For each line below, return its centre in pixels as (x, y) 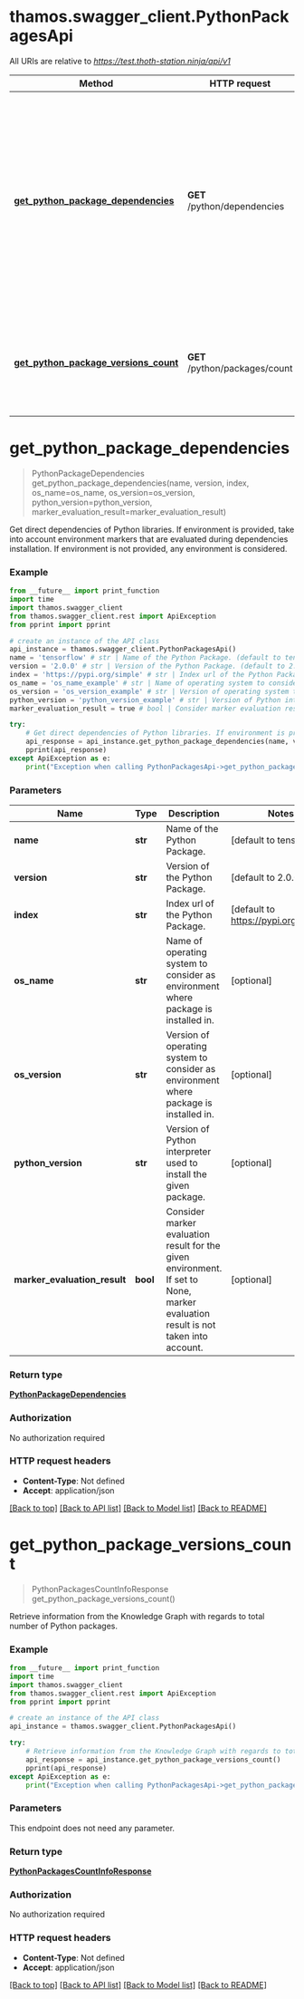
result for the (193, 1245)
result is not (191, 1325)
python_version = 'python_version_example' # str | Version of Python (145, 700)
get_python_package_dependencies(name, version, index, (140, 483)
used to (182, 1163)
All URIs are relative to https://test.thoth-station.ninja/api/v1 (120, 61)
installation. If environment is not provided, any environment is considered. (148, 548)
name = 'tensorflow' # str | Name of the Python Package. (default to (145, 658)
